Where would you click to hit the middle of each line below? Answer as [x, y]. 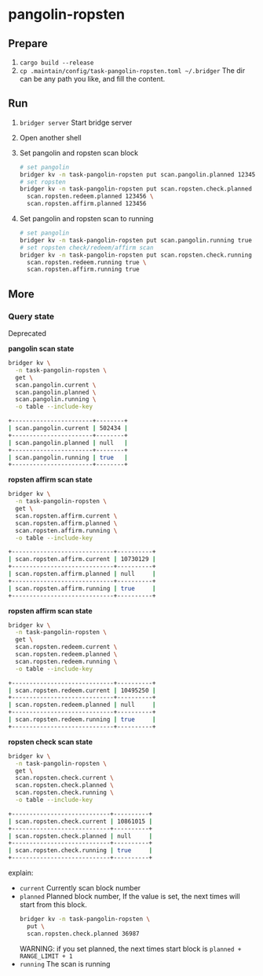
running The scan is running [65, 963]
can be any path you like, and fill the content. [92, 79]
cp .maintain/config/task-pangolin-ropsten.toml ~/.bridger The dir [132, 71]
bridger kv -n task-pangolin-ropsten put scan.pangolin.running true [136, 240]
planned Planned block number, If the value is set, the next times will [130, 896]
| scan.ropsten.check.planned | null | [80, 836]
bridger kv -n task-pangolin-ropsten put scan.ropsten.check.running [136, 255]
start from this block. [53, 905]
